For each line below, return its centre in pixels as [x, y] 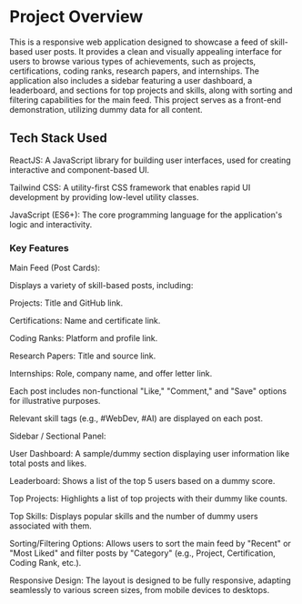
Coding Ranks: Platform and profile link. [84, 338]
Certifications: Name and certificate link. [85, 321]
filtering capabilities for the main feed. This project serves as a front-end [146, 100]
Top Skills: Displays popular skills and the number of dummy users [134, 517]
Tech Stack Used [58, 138]
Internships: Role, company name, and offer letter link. [111, 374]
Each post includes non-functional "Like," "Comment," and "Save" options [148, 391]
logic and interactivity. [51, 224]
